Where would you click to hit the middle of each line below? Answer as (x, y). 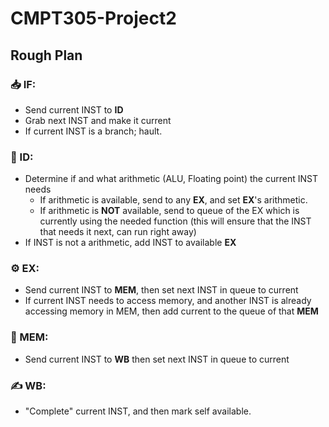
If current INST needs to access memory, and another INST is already (168, 301)
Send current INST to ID (74, 109)
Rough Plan (46, 55)
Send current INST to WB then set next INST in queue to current (157, 359)
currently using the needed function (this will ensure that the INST (175, 221)
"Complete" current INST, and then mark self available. (138, 411)
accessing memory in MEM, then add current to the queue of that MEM (171, 311)
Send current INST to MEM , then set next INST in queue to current (161, 290)
